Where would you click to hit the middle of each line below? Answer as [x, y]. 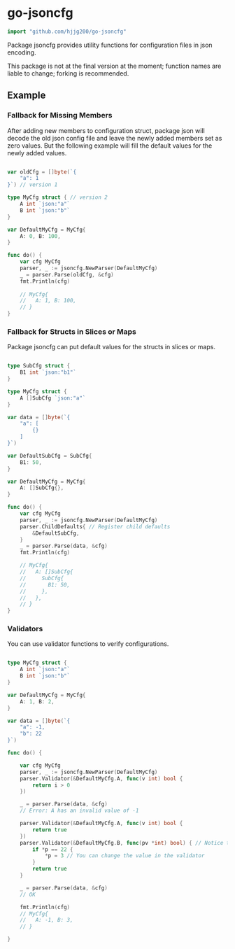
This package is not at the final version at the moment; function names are [114, 66]
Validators [25, 629]
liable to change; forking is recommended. [68, 73]
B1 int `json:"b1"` [48, 372]
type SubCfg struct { [39, 366]
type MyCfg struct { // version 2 [58, 197]
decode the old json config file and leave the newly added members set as [115, 138]
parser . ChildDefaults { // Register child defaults [95, 526]
